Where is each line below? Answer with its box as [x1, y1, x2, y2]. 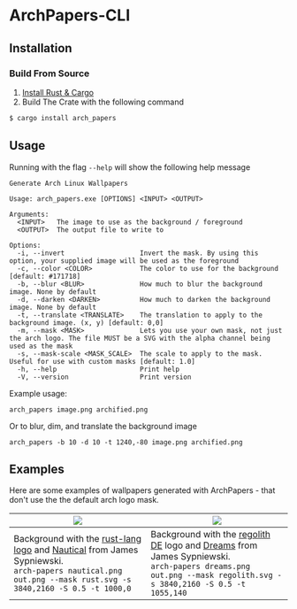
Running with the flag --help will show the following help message [9, 161, 251, 173]
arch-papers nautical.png [13, 566, 123, 576]
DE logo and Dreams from [149, 539, 258, 551]
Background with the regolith [149, 528, 271, 541]
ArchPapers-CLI [9, 5, 131, 26]
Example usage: [9, 388, 68, 398]
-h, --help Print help [17, 365, 179, 374]
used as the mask [9, 342, 73, 351]
